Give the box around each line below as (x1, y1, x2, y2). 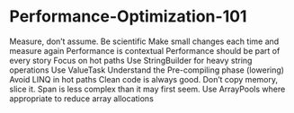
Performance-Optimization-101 (9, 6, 247, 27)
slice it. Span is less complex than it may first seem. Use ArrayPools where (9, 83, 286, 94)
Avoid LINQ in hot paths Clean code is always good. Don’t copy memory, (9, 74, 279, 84)
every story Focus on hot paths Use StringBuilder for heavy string (9, 55, 253, 65)
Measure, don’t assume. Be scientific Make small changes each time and (9, 36, 280, 47)
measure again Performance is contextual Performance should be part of (9, 45, 281, 56)
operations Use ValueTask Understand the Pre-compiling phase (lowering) (9, 65, 285, 75)
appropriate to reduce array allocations (9, 92, 155, 104)
